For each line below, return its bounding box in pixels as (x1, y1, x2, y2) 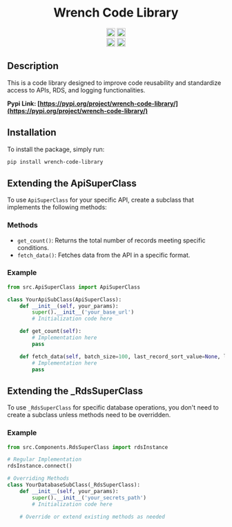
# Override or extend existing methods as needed (19, 513, 166, 520)
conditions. (17, 243, 50, 251)
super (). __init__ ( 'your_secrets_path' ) (32, 494, 147, 501)
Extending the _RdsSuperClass (7, 385, 144, 396)
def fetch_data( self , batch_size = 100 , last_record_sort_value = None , (19, 353, 221, 360)
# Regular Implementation (7, 456, 81, 463)
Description (7, 60, 59, 72)
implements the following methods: (7, 203, 107, 211)
